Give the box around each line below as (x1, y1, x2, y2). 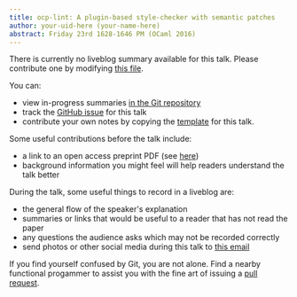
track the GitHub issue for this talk (21, 107, 147, 118)
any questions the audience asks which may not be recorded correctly (21, 232, 280, 243)
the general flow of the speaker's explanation (21, 204, 188, 215)
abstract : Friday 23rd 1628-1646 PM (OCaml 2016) (9, 29, 197, 38)
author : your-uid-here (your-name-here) (9, 21, 161, 30)
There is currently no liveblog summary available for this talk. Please (9, 54, 259, 65)
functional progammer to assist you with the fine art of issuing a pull (9, 268, 258, 279)
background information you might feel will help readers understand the (21, 160, 285, 171)
